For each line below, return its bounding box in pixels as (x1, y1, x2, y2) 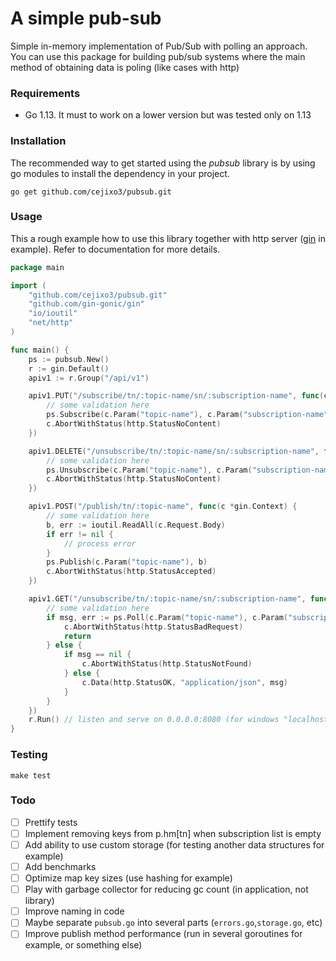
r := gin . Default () (28, 363, 110, 374)
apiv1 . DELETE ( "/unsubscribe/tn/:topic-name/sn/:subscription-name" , (28, 446, 320, 456)
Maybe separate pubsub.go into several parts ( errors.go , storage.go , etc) (24, 917, 323, 929)
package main (10, 262, 65, 272)
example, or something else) (24, 939, 143, 951)
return (63, 631, 92, 641)
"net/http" (28, 318, 74, 328)
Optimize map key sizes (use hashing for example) (24, 872, 233, 884)
